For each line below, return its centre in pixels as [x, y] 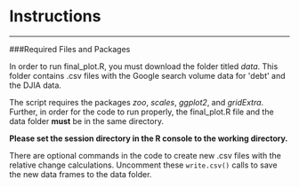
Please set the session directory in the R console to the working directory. [149, 138]
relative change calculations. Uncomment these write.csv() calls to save [143, 165]
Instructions [55, 16]
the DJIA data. [36, 85]
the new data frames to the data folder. [81, 174]
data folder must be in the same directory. [87, 121]
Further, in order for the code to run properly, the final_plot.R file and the [141, 112]
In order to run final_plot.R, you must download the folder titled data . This [144, 66]
